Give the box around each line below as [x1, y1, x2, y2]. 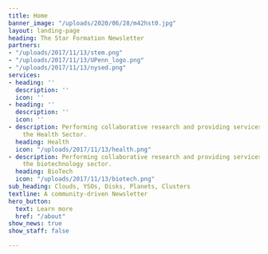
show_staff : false [8, 227, 69, 236]
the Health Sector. [22, 130, 88, 138]
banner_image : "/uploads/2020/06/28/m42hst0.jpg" [8, 19, 177, 27]
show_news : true [8, 220, 62, 228]
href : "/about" [15, 212, 66, 220]
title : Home [8, 11, 48, 20]
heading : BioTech [15, 168, 73, 176]
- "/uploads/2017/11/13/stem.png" [8, 49, 124, 57]
